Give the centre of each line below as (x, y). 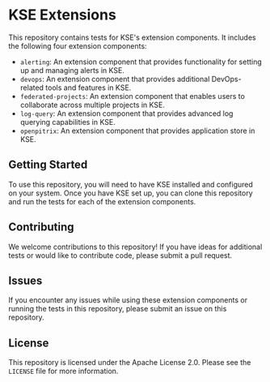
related (32, 88)
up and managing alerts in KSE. (72, 70)
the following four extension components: (78, 45)
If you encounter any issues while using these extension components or (128, 300)
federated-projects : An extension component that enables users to (132, 96)
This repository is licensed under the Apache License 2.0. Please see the (130, 363)
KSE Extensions (63, 15)
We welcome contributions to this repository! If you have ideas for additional (135, 247)
